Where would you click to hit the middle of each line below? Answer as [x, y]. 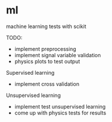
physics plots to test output [47, 61]
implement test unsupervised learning [60, 106]
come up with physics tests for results [60, 113]
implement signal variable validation [57, 55]
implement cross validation [47, 84]
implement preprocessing [45, 49]
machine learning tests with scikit [46, 26]
